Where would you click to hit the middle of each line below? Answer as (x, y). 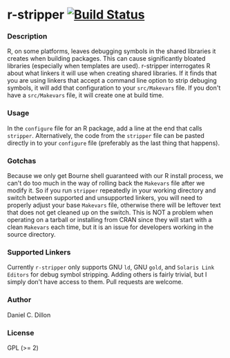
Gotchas (22, 161)
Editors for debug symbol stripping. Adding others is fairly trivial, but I (107, 275)
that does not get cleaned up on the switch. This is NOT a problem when (110, 212)
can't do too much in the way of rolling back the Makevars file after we (106, 183)
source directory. (31, 235)
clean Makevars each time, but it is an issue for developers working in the (111, 227)
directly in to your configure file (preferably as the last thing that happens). (113, 143)
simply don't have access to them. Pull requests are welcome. (95, 282)
